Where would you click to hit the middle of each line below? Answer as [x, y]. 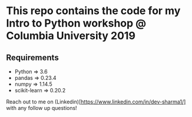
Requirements [32, 57]
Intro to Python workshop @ [76, 23]
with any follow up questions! [42, 108]
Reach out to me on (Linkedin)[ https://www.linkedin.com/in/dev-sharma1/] [96, 102]
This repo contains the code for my [93, 11]
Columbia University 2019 [71, 36]
